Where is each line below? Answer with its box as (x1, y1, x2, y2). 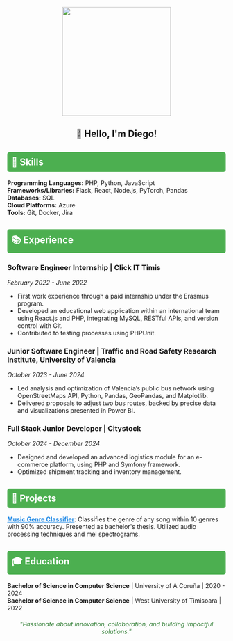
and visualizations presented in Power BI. (17, 406, 135, 415)
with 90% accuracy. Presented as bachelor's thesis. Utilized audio (7, 523, 196, 531)
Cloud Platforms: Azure (7, 201, 76, 209)
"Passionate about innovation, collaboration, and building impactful (19, 620, 214, 628)
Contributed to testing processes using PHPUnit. (17, 329, 156, 337)
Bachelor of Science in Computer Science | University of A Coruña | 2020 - (7, 582, 225, 590)
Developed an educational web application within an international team (17, 306, 220, 315)
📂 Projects (11, 492, 57, 504)
